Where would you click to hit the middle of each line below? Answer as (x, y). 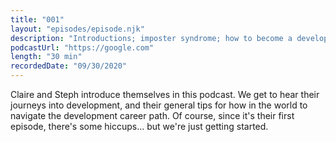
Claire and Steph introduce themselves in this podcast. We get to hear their (165, 94)
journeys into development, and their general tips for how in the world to (159, 105)
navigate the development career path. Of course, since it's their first (152, 115)
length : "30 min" (46, 57)
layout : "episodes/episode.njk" (77, 29)
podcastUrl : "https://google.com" (82, 47)
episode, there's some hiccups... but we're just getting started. (139, 126)
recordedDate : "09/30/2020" (69, 66)
